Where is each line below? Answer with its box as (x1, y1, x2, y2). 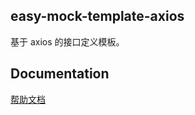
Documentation (10, 65, 110, 83)
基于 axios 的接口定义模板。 (10, 35, 125, 48)
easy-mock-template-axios (10, 8, 185, 25)
